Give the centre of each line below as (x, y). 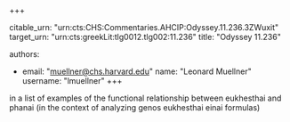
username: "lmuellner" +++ (72, 81)
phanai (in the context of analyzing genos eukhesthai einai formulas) (135, 107)
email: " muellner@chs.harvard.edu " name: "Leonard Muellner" (137, 71)
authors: (24, 54)
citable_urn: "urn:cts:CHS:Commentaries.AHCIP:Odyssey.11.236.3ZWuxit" (144, 27)
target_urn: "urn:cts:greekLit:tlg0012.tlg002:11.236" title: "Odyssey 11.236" (145, 37)
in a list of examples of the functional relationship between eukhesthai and (145, 98)
